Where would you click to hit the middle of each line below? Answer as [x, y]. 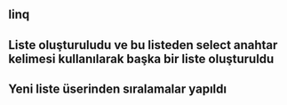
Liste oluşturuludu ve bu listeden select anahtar [143, 45]
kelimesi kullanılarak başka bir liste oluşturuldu [141, 58]
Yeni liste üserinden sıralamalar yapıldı [118, 89]
